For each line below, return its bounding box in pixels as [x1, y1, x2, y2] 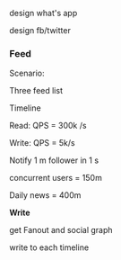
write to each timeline [9, 242, 90, 253]
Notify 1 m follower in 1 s [9, 155, 99, 166]
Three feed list [9, 85, 63, 96]
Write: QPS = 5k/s [9, 138, 75, 148]
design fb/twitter [9, 25, 72, 35]
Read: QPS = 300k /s [9, 121, 87, 131]
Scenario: [9, 67, 45, 79]
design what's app [9, 8, 78, 18]
